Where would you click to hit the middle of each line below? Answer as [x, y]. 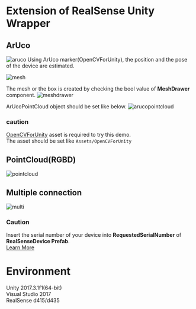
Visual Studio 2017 [29, 294]
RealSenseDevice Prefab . [38, 242]
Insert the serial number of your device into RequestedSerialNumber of [94, 235]
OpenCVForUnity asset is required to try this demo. [69, 135]
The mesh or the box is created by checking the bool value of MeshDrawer [98, 89]
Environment [38, 271]
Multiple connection [44, 193]
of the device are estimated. [41, 66]
